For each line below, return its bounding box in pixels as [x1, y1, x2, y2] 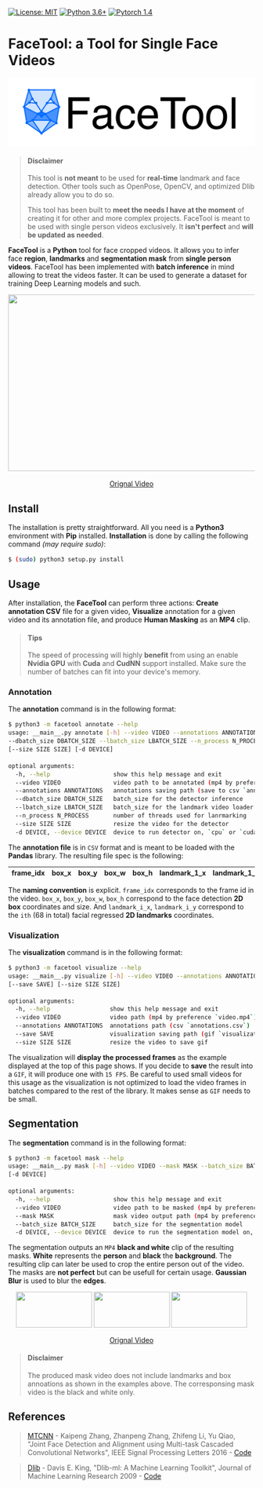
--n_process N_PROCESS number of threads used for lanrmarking [15, 812, 247, 820]
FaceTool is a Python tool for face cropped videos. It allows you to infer [8, 246, 240, 255]
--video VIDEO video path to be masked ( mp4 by [15, 1204, 222, 1212]
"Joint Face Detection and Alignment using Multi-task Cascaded [27, 1439, 234, 1449]
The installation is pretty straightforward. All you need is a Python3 [8, 523, 225, 532]
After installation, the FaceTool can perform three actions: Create [8, 598, 219, 608]
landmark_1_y [212, 868, 260, 878]
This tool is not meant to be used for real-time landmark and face [27, 174, 240, 183]
